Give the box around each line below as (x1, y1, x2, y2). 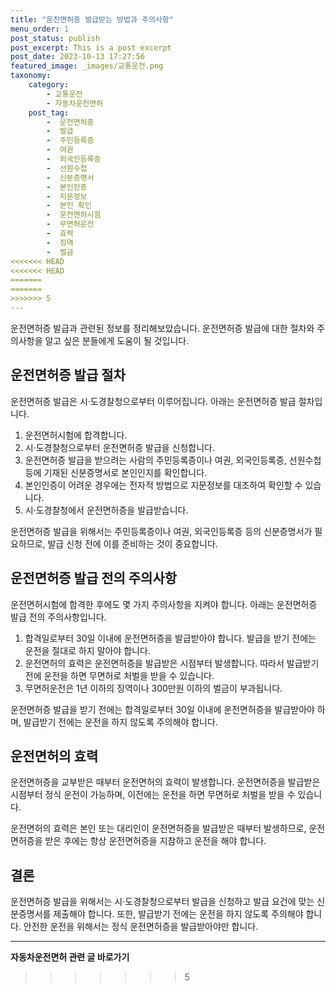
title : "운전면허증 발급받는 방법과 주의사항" (10, 14, 174, 25)
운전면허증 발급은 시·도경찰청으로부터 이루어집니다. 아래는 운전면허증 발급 (10, 395, 297, 407)
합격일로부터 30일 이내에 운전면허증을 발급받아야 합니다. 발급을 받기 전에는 (24, 632, 317, 644)
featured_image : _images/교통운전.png (10, 61, 164, 71)
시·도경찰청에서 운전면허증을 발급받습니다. (24, 504, 189, 516)
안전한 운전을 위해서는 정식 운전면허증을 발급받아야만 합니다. (23, 921, 259, 933)
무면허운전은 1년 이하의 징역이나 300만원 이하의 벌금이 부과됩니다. (24, 682, 283, 694)
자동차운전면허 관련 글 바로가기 (10, 951, 130, 963)
